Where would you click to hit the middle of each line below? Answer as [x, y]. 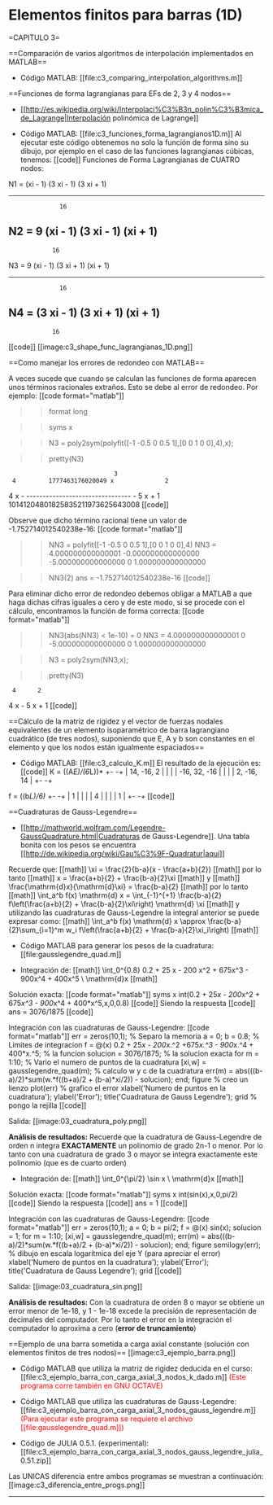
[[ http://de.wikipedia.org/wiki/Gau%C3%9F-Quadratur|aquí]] [122, 853]
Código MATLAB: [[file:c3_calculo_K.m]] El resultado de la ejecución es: [141, 763]
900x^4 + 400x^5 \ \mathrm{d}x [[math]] [89, 978]
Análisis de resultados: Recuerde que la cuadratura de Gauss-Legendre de [135, 1136]
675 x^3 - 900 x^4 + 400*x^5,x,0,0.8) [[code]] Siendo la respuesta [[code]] [132, 1003]
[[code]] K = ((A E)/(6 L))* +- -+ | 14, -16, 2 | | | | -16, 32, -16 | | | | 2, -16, [139, 772]
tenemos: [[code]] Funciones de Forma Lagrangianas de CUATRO [130, 160]
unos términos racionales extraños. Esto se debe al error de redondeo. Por [133, 387]
